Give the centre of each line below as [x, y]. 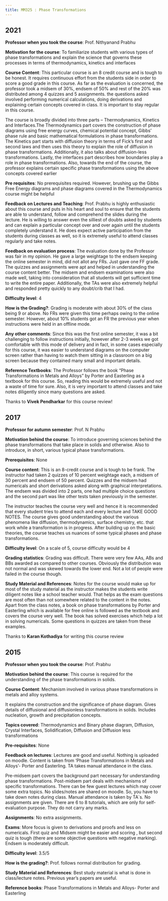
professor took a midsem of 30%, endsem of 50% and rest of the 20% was [83, 89]
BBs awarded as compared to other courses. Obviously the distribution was [83, 563]
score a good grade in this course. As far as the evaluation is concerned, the [84, 83]
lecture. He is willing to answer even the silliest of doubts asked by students [83, 220]
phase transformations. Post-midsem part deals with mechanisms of [76, 781]
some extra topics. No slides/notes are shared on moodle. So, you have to [81, 792]
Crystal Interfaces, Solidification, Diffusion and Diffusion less [68, 730]
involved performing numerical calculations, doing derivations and [73, 99]
